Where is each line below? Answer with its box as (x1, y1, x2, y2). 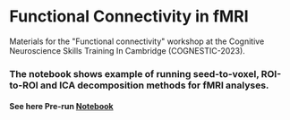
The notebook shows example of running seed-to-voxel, (9, 67, 260, 80)
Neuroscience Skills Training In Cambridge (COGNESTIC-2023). (9, 45, 246, 56)
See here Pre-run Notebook (9, 101, 114, 112)
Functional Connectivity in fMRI (9, 6, 249, 27)
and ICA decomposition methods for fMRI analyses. (39, 79, 269, 91)
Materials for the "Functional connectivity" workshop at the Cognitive (9, 36, 265, 47)
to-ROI (9, 79, 38, 91)
